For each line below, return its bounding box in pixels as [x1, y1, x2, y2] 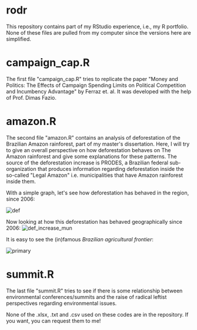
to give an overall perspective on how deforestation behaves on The [6, 146, 171, 153]
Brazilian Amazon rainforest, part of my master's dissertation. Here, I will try [6, 140, 190, 147]
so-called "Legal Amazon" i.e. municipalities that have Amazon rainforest [6, 171, 183, 179]
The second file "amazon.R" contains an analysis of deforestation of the [6, 134, 181, 141]
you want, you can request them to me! [6, 317, 101, 324]
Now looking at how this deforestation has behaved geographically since [6, 218, 182, 225]
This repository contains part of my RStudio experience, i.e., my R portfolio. [6, 23, 189, 30]
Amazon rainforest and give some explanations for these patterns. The [6, 153, 178, 160]
